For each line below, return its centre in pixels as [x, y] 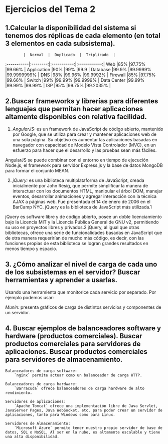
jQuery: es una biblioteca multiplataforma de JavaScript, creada [78, 180]
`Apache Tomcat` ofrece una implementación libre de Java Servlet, [86, 406]
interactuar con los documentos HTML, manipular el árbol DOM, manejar [88, 191]
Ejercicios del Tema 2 [50, 9]
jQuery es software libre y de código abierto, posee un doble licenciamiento [83, 216]
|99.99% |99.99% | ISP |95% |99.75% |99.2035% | [58, 85]
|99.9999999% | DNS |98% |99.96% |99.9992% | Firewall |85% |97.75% [80, 75]
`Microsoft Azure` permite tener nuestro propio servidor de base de [89, 428]
